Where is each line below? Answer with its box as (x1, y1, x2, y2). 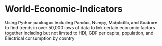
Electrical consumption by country (5, 35, 75, 41)
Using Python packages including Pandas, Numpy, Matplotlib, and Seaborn (5, 20, 158, 25)
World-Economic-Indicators (5, 3, 123, 15)
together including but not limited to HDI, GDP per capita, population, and (5, 30, 154, 36)
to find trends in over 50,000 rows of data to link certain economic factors (5, 24, 155, 30)
